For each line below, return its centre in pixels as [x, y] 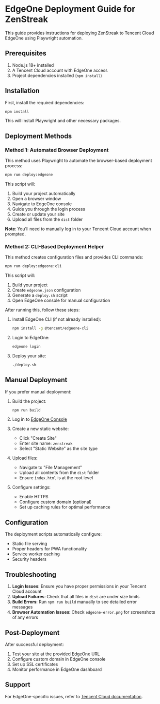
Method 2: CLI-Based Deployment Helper [55, 246]
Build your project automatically [44, 193]
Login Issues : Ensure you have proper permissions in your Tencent [79, 587]
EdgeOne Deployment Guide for [70, 9]
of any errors [25, 617]
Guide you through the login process [49, 209]
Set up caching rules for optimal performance [65, 507]
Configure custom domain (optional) [56, 502]
